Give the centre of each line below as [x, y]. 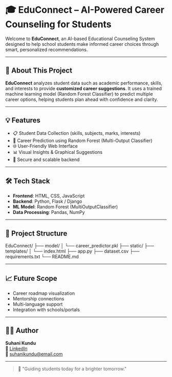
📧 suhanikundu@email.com [34, 354]
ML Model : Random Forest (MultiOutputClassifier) [65, 207]
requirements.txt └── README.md [42, 257]
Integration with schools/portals [46, 310]
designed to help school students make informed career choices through [82, 44]
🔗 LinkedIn [16, 348]
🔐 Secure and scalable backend [46, 159]
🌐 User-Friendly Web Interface [45, 146]
